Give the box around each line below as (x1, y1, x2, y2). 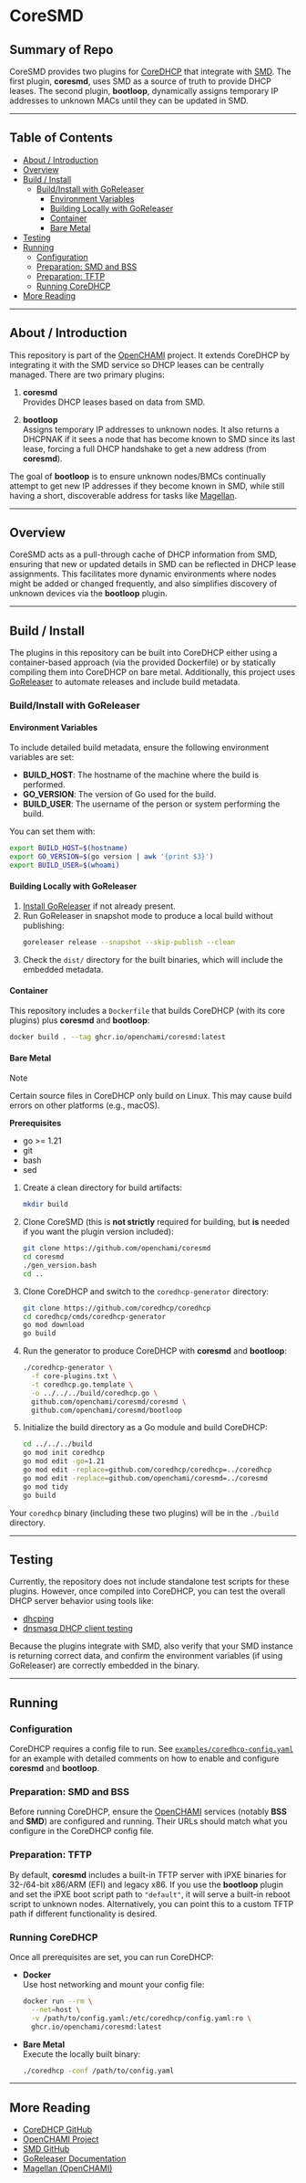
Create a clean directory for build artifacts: (22, 1182, 183, 1193)
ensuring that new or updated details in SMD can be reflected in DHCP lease (9, 559, 297, 570)
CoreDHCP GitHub (22, 2125, 93, 2136)
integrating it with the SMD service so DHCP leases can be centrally (9, 359, 264, 370)
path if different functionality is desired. (9, 1908, 158, 1919)
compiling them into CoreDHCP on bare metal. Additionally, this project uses (9, 667, 296, 678)
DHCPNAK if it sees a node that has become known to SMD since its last (22, 433, 296, 444)
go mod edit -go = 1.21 (22, 1457, 106, 1466)
